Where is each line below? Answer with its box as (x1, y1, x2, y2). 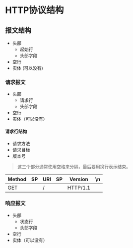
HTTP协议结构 (5, 4, 64, 16)
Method (7, 176, 27, 183)
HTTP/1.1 (67, 184, 91, 191)
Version (69, 176, 88, 183)
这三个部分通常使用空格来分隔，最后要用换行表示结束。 (17, 163, 131, 170)
